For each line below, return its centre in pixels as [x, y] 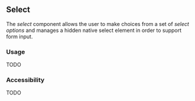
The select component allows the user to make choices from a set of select [97, 24]
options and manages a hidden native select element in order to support [94, 30]
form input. [19, 36]
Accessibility [25, 80]
